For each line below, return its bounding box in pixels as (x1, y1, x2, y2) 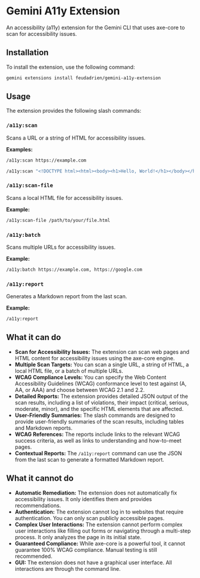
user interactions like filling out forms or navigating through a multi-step (14, 527, 191, 534)
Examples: (6, 146, 33, 153)
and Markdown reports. (14, 424, 73, 431)
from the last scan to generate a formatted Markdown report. (14, 456, 165, 463)
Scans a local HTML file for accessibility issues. (6, 194, 123, 201)
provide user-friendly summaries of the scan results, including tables (14, 418, 185, 425)
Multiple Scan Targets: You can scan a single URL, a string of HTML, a (14, 361, 189, 368)
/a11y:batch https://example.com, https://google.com (6, 267, 143, 273)
